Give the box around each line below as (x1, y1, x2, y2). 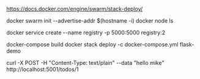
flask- (179, 41, 194, 48)
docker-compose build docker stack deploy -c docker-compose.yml (6, 41, 179, 48)
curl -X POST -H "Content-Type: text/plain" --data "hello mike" (6, 59, 165, 66)
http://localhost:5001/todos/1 (6, 66, 79, 73)
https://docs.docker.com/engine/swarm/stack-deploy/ (6, 6, 143, 12)
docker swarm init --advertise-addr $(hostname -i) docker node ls (6, 17, 174, 24)
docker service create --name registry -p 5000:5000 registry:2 (6, 29, 166, 36)
